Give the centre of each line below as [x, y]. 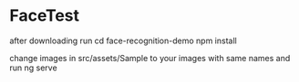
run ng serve [33, 68]
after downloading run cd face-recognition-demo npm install [123, 41]
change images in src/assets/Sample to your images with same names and [150, 58]
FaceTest [45, 16]
